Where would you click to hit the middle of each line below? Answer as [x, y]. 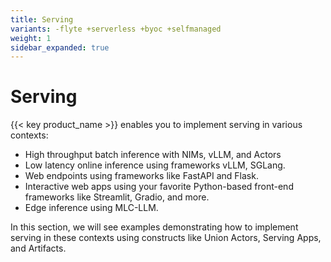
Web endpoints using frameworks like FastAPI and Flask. [141, 176]
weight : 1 [31, 38]
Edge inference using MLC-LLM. [91, 208]
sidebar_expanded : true [60, 47]
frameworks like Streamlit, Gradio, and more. [117, 197]
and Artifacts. [38, 248]
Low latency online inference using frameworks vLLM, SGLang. [155, 165]
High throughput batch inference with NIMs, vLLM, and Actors [153, 155]
